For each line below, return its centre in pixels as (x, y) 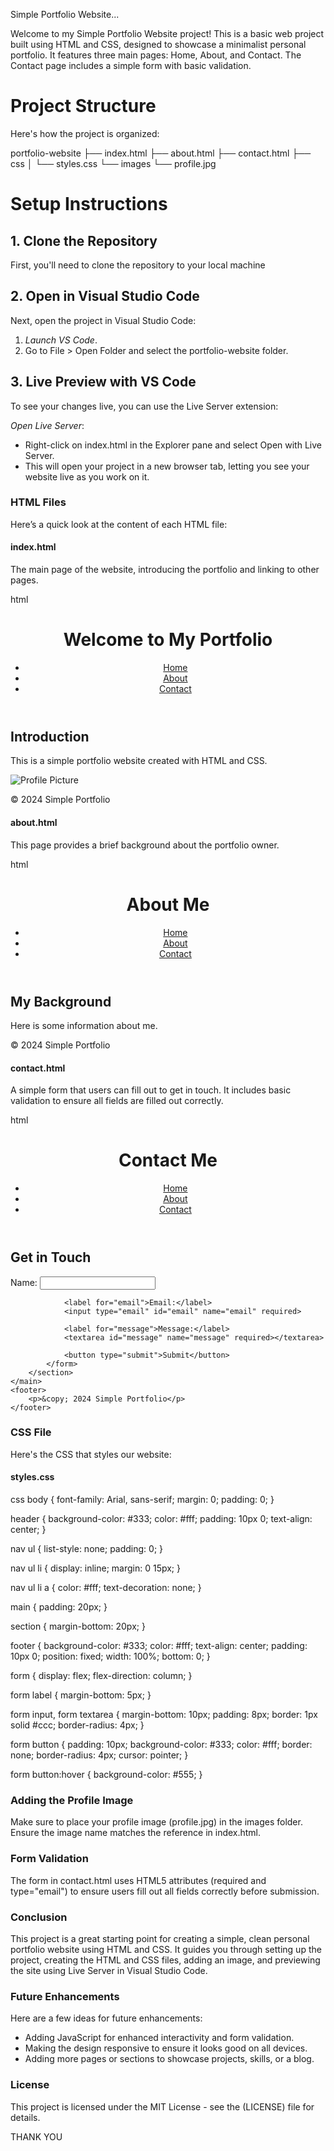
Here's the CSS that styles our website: (91, 1454)
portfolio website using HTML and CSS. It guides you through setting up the (166, 1949)
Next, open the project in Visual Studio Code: (103, 320)
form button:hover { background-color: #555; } (106, 1775)
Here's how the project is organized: (85, 133)
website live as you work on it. (87, 476)
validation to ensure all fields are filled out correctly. (117, 1101)
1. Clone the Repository (84, 240)
